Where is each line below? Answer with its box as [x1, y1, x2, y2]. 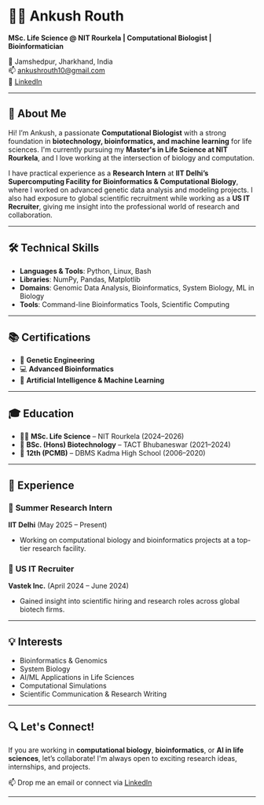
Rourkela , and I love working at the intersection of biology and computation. [8, 153, 255, 162]
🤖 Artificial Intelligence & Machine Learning [19, 375, 165, 385]
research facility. [32, 543, 86, 553]
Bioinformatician [8, 41, 64, 50]
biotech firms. [19, 605, 65, 615]
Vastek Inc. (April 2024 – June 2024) [8, 582, 130, 591]
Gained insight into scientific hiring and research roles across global [19, 596, 240, 606]
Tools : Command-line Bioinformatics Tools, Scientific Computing [19, 299, 230, 309]
